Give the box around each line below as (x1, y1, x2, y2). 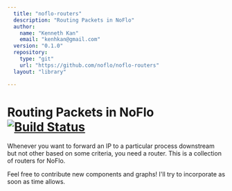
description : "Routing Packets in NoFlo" (13, 17, 135, 24)
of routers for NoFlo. (7, 157, 66, 165)
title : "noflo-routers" (13, 10, 82, 17)
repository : (13, 49, 48, 56)
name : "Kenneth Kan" (19, 29, 79, 37)
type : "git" (19, 56, 54, 63)
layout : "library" (13, 68, 67, 75)
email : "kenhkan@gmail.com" (19, 36, 100, 43)
